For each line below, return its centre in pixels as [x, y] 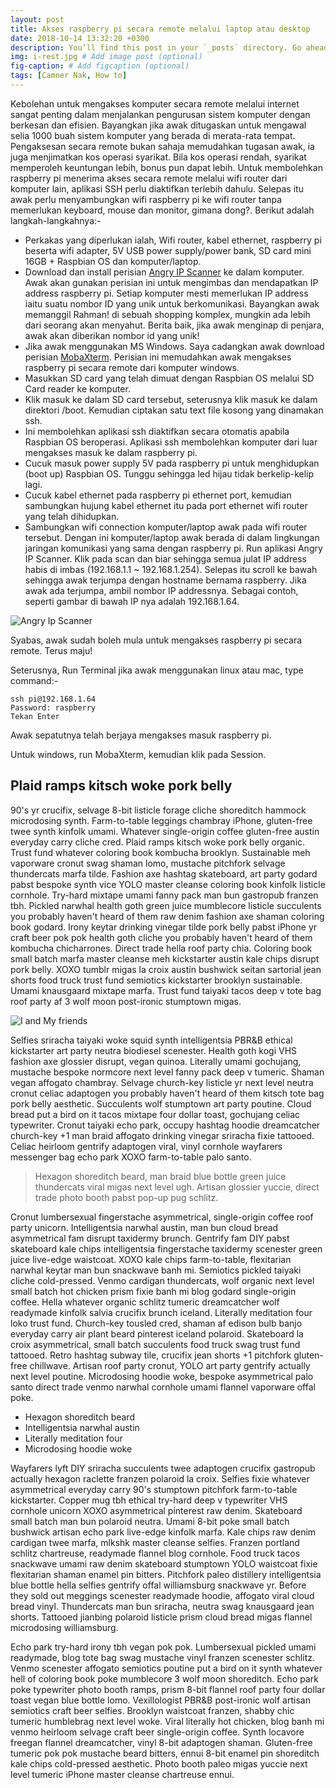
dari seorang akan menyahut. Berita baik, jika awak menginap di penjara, [174, 325]
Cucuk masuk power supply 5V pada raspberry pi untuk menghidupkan [172, 463]
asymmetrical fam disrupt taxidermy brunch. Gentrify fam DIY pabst [150, 1238]
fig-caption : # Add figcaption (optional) [100, 66]
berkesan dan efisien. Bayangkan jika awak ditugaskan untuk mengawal [158, 125]
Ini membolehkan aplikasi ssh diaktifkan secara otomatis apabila [157, 431]
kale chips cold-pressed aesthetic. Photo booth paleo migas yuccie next [159, 1763]
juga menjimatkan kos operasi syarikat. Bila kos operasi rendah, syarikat [158, 157]
